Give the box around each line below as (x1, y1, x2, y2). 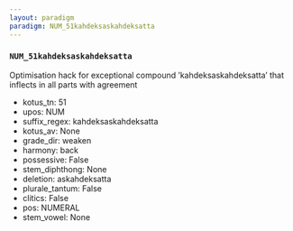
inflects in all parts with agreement (9, 79, 138, 90)
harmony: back (22, 144, 79, 155)
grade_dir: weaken (22, 134, 92, 145)
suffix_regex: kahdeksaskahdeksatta (22, 115, 159, 126)
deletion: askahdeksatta (22, 173, 112, 184)
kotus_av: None (22, 125, 81, 136)
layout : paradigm (9, 13, 75, 23)
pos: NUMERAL (22, 202, 80, 213)
